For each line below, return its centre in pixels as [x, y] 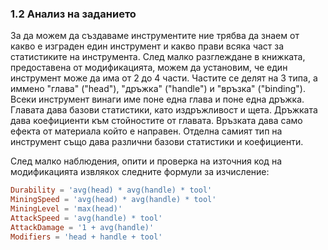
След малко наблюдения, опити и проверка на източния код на [146, 161]
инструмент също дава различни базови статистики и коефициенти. [157, 142]
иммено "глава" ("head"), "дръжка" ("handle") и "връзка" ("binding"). [158, 89]
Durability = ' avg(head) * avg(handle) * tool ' [111, 190]
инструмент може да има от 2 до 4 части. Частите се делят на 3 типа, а [164, 78]
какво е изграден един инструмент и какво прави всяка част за [147, 46]
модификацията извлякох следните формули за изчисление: [140, 172]
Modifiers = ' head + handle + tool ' [86, 237]
